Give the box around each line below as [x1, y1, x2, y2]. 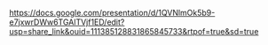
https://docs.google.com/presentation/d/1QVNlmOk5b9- [9, 8, 216, 18]
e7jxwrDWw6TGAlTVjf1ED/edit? [9, 17, 125, 27]
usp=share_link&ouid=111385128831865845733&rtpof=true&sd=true [9, 26, 259, 36]
